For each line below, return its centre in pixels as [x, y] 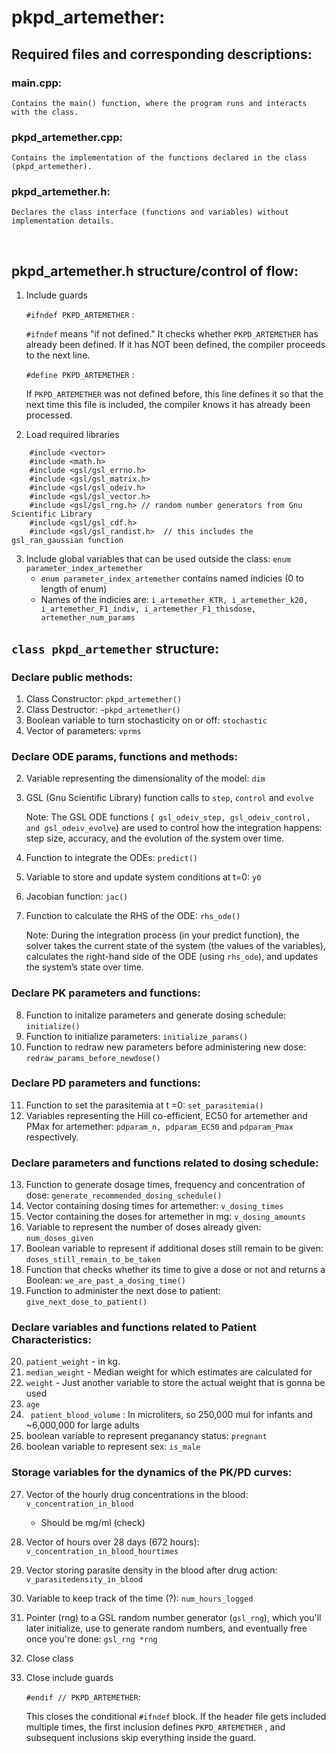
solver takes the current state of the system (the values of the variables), [175, 946]
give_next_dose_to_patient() [86, 1302]
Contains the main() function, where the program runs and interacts [159, 103]
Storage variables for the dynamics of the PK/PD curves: [152, 1473]
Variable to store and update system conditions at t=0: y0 [143, 877]
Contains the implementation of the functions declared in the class [159, 158]
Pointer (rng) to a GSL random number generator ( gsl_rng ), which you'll [173, 1617]
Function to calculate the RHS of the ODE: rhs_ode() [133, 916]
